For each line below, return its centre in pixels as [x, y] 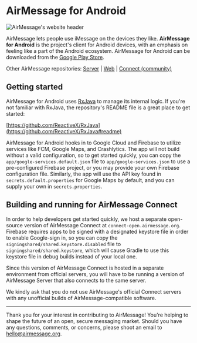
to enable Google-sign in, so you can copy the [62, 238]
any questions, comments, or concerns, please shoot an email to [84, 327]
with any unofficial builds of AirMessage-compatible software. [81, 298]
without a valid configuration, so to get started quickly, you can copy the [94, 155]
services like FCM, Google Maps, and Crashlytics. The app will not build [93, 149]
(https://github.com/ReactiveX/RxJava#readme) [64, 131]
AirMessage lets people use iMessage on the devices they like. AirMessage [98, 38]
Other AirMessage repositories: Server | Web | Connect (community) [89, 68]
